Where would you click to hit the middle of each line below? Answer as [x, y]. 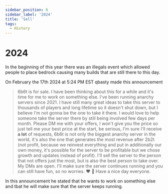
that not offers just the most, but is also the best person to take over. [88, 161]
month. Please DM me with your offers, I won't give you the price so [88, 123]
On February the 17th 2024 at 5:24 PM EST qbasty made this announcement [84, 82]
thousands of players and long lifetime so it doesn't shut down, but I [88, 107]
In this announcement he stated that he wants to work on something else [80, 181]
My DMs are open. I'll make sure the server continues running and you [90, 166]
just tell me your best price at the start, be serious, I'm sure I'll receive [90, 129]
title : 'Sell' [20, 19]
